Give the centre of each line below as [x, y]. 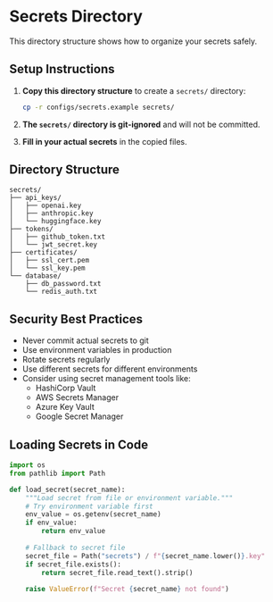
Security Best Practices [76, 319]
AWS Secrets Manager [77, 397]
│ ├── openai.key [45, 206]
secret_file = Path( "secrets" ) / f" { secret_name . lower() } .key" [145, 556]
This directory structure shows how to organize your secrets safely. [133, 41]
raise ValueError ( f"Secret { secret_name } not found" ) [127, 589]
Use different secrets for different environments [110, 369]
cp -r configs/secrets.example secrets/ [98, 107]
